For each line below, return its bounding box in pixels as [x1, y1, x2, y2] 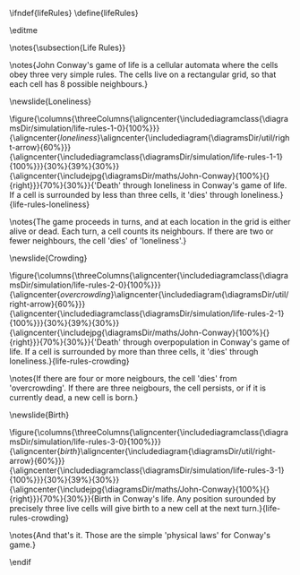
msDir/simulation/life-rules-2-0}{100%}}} [9, 279, 161, 290]
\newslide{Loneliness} [9, 96, 92, 107]
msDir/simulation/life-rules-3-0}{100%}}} [9, 436, 162, 447]
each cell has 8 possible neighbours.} [9, 79, 149, 89]
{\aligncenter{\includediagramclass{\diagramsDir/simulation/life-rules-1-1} [9, 151, 284, 162]
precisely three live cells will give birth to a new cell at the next [9, 503, 240, 513]
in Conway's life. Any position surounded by [113, 493, 276, 504]
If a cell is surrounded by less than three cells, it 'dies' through [9, 190, 239, 200]
